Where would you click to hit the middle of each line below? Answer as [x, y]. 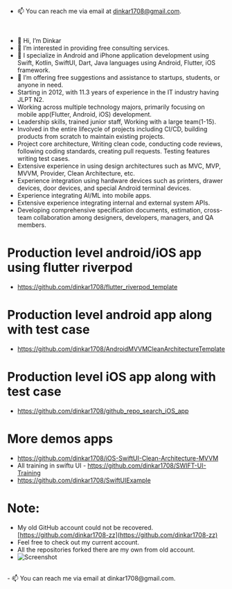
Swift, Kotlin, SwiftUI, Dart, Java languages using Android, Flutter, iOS [116, 63]
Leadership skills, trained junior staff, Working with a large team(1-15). [117, 122]
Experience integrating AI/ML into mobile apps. [84, 195]
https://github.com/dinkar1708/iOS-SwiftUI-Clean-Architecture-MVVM [118, 458]
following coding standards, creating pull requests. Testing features [113, 151]
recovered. [138, 527]
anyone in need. [40, 85]
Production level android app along [110, 315]
